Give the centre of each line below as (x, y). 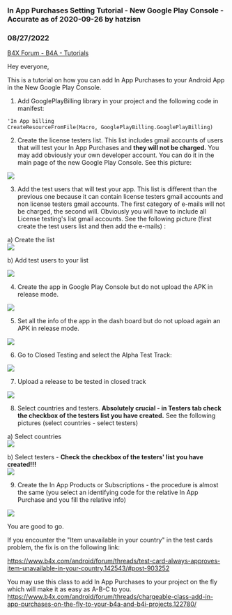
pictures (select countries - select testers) (78, 423)
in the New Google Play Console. (54, 88)
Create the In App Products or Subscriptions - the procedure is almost (118, 485)
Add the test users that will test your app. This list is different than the (117, 189)
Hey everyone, (28, 67)
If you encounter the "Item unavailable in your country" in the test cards (110, 540)
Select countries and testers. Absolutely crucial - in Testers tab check (119, 408)
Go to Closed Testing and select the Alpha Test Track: (94, 355)
